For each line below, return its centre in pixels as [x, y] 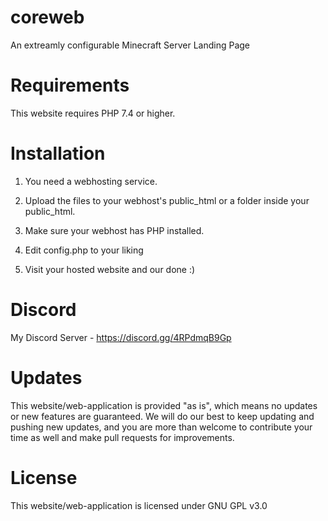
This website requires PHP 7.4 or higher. [93, 113]
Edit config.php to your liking [84, 250]
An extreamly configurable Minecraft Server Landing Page [130, 45]
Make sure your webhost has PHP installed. [114, 230]
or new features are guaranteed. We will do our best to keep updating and [162, 416]
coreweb [47, 17]
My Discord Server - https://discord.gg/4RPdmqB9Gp [121, 337]
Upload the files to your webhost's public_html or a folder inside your [167, 200]
